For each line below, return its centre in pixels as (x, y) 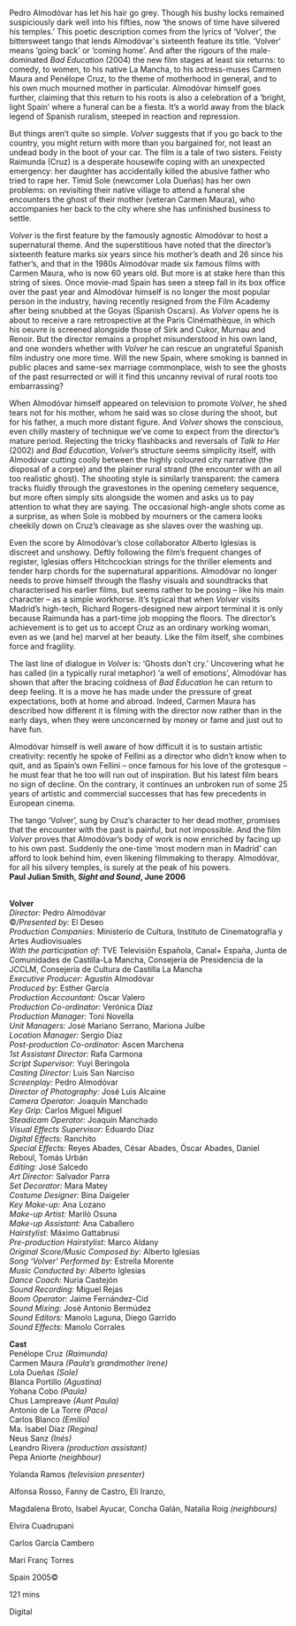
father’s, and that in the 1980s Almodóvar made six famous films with (135, 264)
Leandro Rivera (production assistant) (78, 1447)
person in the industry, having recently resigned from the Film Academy (140, 301)
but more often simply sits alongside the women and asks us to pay (132, 497)
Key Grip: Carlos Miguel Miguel (65, 1110)
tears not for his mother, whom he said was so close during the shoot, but (144, 412)
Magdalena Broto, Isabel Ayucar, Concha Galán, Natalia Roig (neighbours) (143, 1509)
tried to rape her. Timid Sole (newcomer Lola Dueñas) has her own (130, 180)
